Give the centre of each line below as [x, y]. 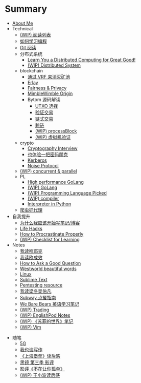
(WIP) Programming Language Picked [67, 193]
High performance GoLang [55, 182]
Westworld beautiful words [48, 269]
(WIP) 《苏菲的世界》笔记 [46, 321]
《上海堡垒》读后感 [40, 356]
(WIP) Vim [30, 327]
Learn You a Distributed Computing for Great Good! [81, 60]
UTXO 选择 [46, 106]
